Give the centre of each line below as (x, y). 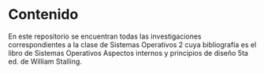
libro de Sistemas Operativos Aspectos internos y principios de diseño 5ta (128, 53)
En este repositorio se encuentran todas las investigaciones (105, 36)
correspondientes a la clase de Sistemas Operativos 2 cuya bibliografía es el (132, 44)
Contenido (43, 15)
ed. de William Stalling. (45, 61)
